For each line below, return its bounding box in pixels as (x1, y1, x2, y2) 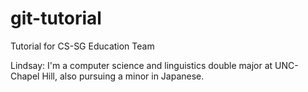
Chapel (10, 70, 40, 82)
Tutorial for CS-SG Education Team (10, 40, 155, 52)
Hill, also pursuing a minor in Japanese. (41, 70, 205, 82)
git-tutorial (10, 7, 102, 30)
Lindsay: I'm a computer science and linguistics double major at (10, 59, 273, 71)
